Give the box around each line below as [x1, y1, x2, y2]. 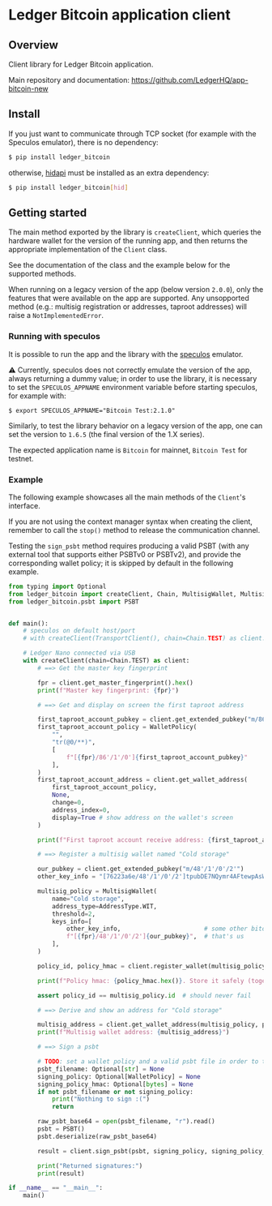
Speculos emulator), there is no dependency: [8, 137, 159, 147]
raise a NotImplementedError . [8, 311, 104, 320]
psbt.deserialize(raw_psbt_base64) [37, 1132, 158, 1140]
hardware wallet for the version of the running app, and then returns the [8, 236, 249, 246]
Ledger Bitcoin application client [8, 6, 231, 24]
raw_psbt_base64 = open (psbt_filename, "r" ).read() [37, 1118, 216, 1126]
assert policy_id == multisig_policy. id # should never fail [37, 991, 252, 999]
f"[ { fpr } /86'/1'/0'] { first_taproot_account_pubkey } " [66, 753, 249, 762]
